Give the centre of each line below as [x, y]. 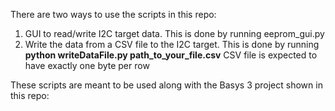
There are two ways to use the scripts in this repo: [113, 14]
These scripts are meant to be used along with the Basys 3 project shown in [166, 85]
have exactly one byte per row [87, 65]
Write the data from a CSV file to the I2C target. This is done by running [172, 44]
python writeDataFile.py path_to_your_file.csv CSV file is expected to [171, 55]
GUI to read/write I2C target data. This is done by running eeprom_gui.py [174, 33]
